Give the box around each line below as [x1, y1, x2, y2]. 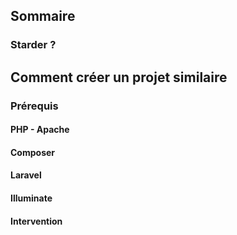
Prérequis [10, 99, 59, 113]
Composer [10, 146, 56, 158]
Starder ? [10, 38, 57, 52]
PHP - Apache [10, 124, 70, 136]
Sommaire [10, 8, 76, 25]
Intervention [10, 215, 63, 227]
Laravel [10, 169, 42, 181]
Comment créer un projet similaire [10, 69, 228, 86]
